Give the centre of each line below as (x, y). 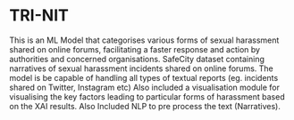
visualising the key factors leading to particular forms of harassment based (147, 96)
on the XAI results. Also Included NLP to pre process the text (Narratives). (145, 106)
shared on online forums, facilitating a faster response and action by (135, 49)
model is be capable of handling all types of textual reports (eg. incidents (144, 77)
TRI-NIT (39, 16)
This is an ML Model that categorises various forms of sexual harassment (144, 40)
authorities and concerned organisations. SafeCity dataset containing (137, 59)
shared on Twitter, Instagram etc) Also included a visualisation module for (144, 87)
